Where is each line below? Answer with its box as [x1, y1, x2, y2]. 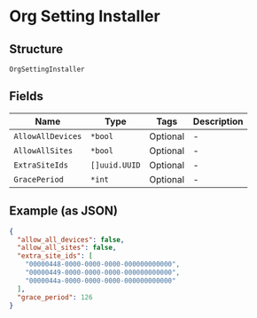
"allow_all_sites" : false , [17, 244, 117, 252]
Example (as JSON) [9, 204, 118, 219]
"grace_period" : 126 [17, 292, 93, 302]
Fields [9, 89, 44, 104]
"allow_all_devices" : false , [17, 235, 125, 244]
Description [192, 115, 244, 128]
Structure [9, 42, 64, 57]
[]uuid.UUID [90, 159, 141, 170]
